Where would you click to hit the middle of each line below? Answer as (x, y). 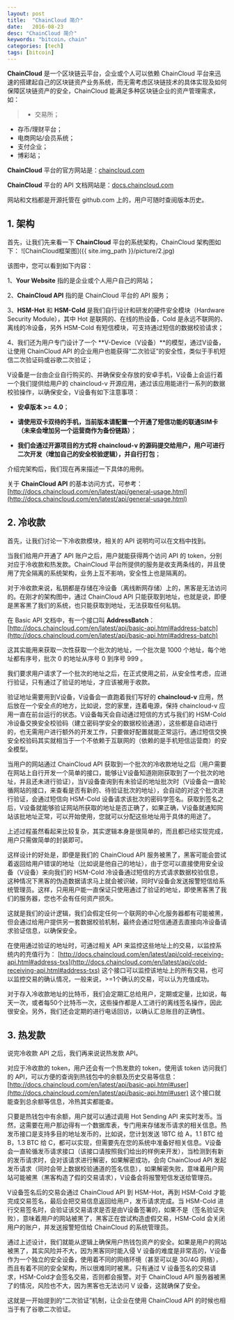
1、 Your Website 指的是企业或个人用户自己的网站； (81, 280)
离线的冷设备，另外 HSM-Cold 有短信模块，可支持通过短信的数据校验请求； (116, 327)
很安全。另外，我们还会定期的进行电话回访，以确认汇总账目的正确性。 (108, 1011)
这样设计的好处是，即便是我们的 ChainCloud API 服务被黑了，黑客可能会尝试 (117, 855)
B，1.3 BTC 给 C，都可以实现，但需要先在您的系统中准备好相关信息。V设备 (115, 1143)
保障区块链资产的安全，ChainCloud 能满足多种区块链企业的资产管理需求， (113, 91)
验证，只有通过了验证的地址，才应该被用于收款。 (83, 682)
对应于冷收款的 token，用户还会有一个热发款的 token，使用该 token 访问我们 (117, 1068)
